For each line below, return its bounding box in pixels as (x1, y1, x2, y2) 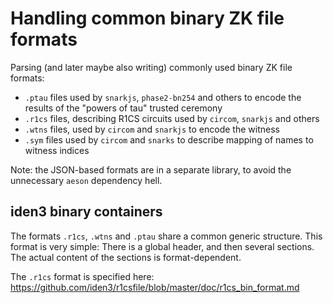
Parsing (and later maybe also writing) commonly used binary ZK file (10, 61, 293, 73)
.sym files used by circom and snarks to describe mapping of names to (24, 133, 314, 146)
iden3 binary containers (10, 203, 163, 221)
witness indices (24, 144, 90, 156)
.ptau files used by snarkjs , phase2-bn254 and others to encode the (24, 91, 302, 103)
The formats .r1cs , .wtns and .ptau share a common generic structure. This (10, 230, 323, 242)
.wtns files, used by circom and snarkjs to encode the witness (24, 123, 280, 135)
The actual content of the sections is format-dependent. (10, 251, 242, 263)
